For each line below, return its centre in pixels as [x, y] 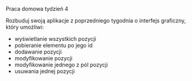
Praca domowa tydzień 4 [37, 9]
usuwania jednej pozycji [45, 71]
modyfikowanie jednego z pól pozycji [61, 65]
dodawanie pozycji [38, 52]
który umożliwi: [25, 27]
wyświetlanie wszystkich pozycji [55, 39]
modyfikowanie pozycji [43, 58]
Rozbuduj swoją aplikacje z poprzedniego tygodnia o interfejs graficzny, [96, 20]
